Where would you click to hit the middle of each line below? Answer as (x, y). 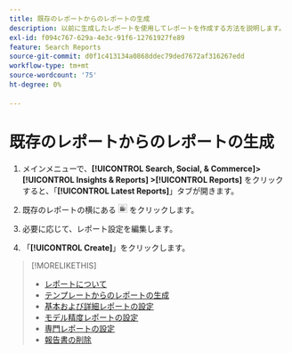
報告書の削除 (68, 340)
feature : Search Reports (55, 47)
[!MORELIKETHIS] (64, 265)
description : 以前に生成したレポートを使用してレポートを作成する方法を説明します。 (147, 28)
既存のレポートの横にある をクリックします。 (110, 209)
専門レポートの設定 (80, 328)
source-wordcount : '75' (53, 76)
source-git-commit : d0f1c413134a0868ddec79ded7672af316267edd (127, 57)
